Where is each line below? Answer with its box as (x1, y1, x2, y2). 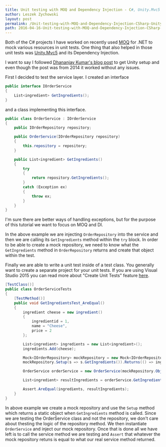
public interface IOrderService (5, 84, 72, 89)
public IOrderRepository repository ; (14, 125, 92, 130)
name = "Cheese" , (31, 324, 68, 329)
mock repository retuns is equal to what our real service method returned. (5, 436, 156, 442)
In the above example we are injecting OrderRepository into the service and (5, 231, 158, 238)
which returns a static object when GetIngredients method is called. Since (5, 410, 157, 416)
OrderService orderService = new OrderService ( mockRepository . (23, 369, 156, 374)
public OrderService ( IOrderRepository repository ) (14, 134, 121, 139)
